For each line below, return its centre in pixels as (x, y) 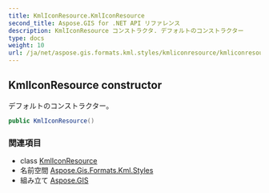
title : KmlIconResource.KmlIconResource (77, 16)
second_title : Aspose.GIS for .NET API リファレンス (94, 23)
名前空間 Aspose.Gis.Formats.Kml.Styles (86, 170)
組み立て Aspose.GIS (54, 180)
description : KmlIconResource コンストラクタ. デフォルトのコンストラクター (126, 30)
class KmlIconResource (58, 160)
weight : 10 (26, 46)
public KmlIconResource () (51, 121)
